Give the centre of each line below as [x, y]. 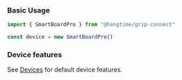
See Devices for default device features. [65, 70]
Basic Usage [29, 10]
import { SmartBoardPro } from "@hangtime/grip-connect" [91, 25]
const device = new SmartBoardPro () [60, 37]
